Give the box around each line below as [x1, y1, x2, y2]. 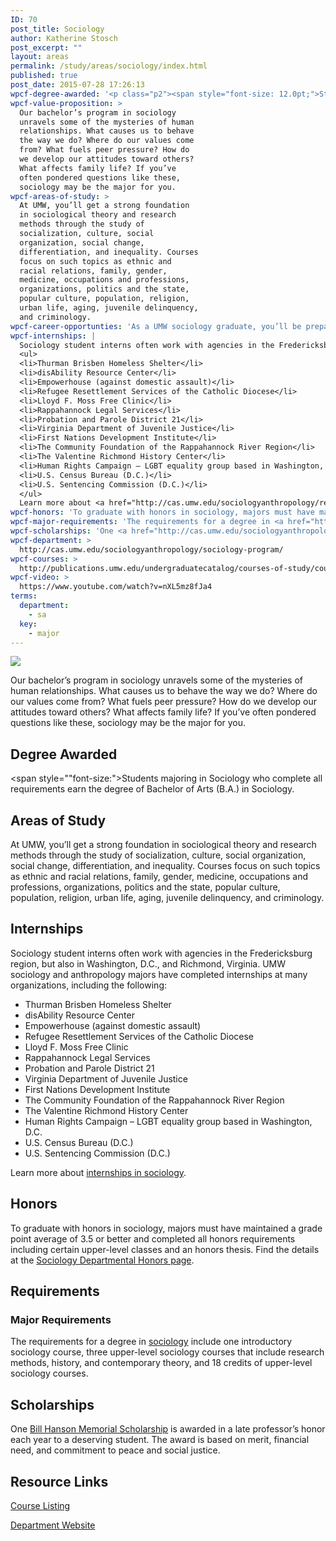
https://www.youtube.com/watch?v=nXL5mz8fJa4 [19, 582, 213, 592]
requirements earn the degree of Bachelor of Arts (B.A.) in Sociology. [10, 783, 295, 795]
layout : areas [10, 52, 70, 62]
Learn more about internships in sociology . [10, 1166, 187, 1178]
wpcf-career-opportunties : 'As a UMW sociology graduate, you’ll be [10, 321, 302, 331]
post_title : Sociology [10, 24, 105, 34]
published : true [10, 71, 78, 81]
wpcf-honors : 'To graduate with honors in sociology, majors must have [10, 507, 315, 518]
